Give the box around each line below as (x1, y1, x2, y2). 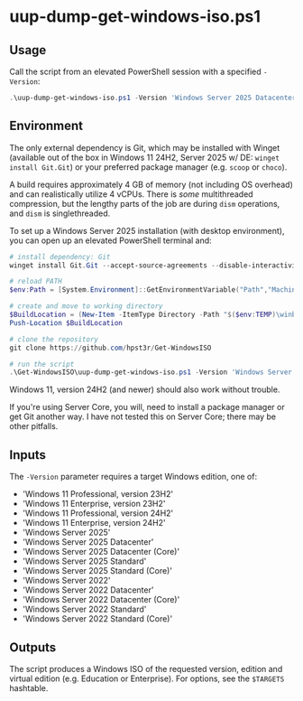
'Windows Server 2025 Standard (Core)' (22, 565, 173, 576)
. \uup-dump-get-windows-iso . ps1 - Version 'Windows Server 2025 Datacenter (9, 93, 297, 102)
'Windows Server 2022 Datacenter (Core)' (22, 594, 180, 605)
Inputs (9, 447, 47, 463)
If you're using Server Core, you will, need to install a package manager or (9, 402, 286, 413)
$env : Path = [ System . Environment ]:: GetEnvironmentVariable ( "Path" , (9, 285, 269, 294)
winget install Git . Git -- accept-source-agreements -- (9, 260, 220, 270)
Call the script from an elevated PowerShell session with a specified (9, 66, 262, 77)
